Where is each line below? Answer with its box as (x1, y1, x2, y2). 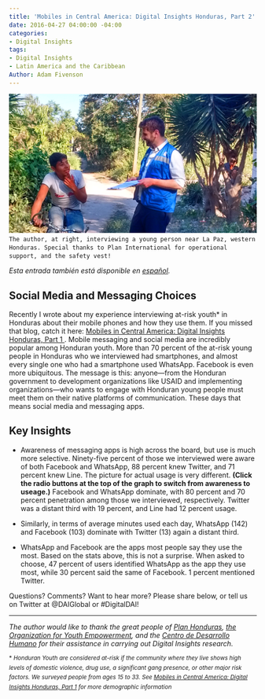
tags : (9, 46, 27, 54)
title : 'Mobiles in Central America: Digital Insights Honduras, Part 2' (9, 13, 256, 20)
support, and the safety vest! (9, 252, 112, 260)
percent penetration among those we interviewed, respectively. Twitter (20, 495, 250, 505)
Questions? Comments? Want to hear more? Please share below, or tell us (9, 590, 248, 601)
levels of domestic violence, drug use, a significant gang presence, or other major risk (9, 664, 242, 671)
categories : (9, 29, 48, 37)
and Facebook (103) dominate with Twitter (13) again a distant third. (20, 527, 239, 536)
